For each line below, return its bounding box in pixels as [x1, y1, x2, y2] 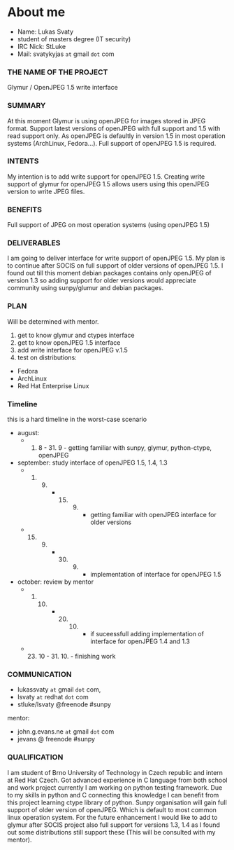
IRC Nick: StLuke [17, 42, 66, 50]
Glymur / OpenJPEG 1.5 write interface [7, 83, 119, 92]
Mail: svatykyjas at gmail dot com [17, 50, 115, 58]
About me [7, 4, 66, 20]
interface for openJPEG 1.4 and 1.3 [90, 637, 190, 645]
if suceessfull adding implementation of [90, 630, 205, 638]
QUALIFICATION [7, 753, 64, 762]
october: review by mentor [17, 577, 94, 586]
